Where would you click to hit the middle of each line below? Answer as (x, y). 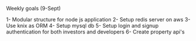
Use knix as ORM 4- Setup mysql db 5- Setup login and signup (82, 26)
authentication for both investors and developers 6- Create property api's (95, 32)
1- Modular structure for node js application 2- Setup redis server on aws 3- (98, 19)
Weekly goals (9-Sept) (33, 8)
